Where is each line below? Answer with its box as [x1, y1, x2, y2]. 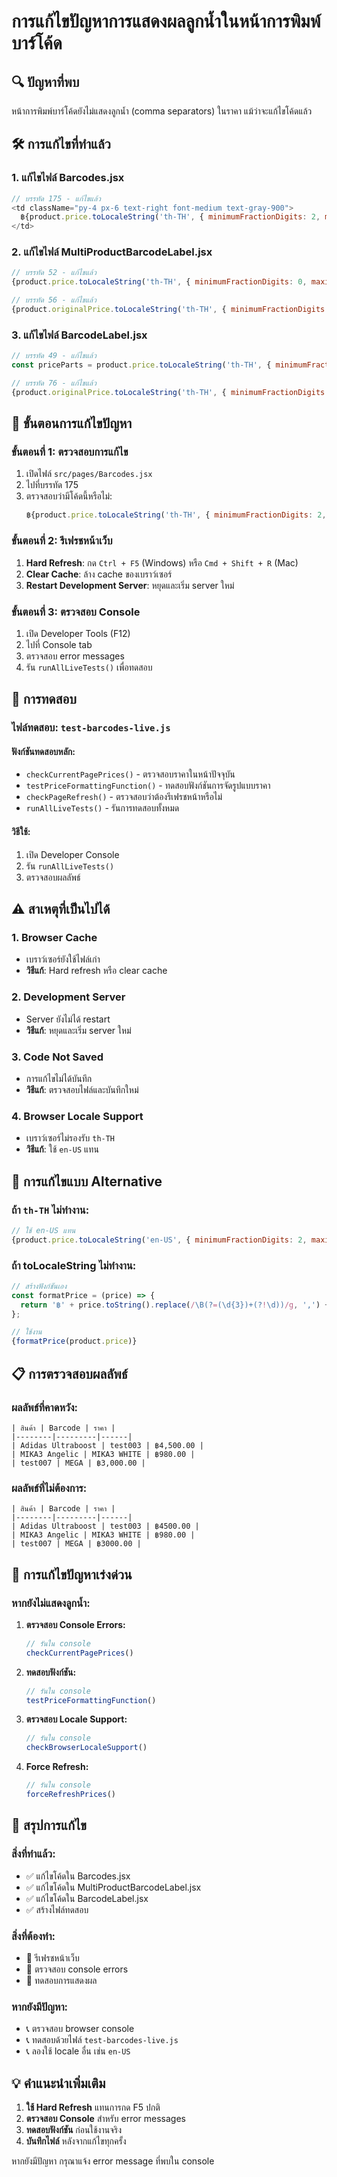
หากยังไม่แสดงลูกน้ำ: [11, 1596, 91, 1610]
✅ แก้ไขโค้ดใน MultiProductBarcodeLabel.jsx [25, 1881, 202, 1893]
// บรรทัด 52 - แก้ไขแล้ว [11, 268, 97, 278]
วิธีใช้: [11, 826, 31, 838]
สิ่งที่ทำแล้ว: [11, 1847, 56, 1861]
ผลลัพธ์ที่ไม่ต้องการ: [11, 1481, 88, 1495]
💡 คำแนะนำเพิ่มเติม [11, 2075, 106, 2092]
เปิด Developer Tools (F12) [25, 627, 131, 639]
